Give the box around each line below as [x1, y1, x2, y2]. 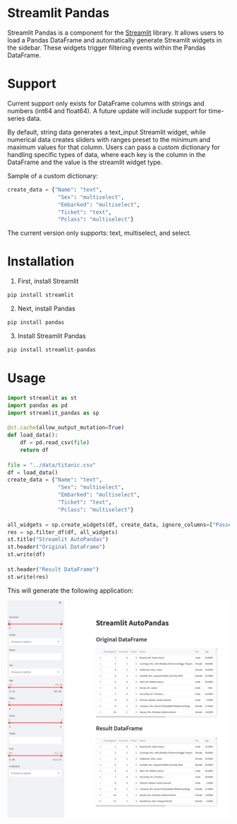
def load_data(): [7, 431, 59, 439]
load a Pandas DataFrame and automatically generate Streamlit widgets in [7, 35, 222, 44]
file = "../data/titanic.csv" [7, 461, 97, 468]
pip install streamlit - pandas [7, 346, 97, 353]
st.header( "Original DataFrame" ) [7, 543, 106, 551]
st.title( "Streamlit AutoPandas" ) [7, 536, 109, 543]
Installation [7, 253, 75, 269]
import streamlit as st [7, 394, 78, 401]
